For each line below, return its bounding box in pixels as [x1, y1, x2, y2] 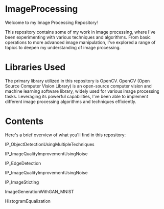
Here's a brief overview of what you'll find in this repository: [5, 132, 126, 138]
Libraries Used [5, 62, 66, 73]
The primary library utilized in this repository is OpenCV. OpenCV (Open [5, 78, 150, 84]
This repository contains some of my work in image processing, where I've [5, 29, 156, 35]
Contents [5, 116, 44, 127]
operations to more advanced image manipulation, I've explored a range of [5, 39, 156, 45]
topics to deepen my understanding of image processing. [5, 44, 121, 50]
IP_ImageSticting [5, 179, 39, 185]
